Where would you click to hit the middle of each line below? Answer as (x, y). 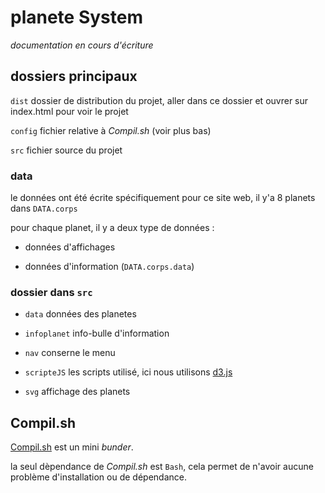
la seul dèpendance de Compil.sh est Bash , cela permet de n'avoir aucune (162, 467)
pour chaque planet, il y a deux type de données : (112, 228)
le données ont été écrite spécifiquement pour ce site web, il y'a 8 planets (163, 198)
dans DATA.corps (44, 208)
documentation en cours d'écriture (82, 45)
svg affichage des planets (77, 392)
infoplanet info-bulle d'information (97, 333)
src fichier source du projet (66, 150)
